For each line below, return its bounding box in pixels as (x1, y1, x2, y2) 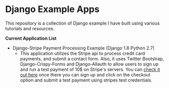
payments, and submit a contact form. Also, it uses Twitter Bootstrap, (20, 55, 164, 61)
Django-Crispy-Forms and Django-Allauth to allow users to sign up (20, 61, 159, 67)
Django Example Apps (5, 4, 100, 15)
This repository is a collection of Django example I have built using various (5, 20, 160, 26)
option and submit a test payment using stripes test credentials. (20, 77, 152, 83)
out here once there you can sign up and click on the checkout (20, 71, 150, 77)
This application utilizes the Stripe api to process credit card (20, 50, 145, 56)
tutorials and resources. (5, 25, 54, 31)
